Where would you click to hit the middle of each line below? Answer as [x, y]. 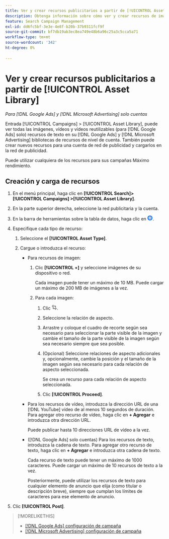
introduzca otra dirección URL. [59, 420]
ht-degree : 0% [20, 48]
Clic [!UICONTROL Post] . [39, 506]
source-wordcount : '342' [31, 43]
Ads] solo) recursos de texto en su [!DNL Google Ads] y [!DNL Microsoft [80, 134]
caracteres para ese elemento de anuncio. [71, 497]
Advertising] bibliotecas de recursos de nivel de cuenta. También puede [80, 140]
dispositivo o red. [53, 273]
